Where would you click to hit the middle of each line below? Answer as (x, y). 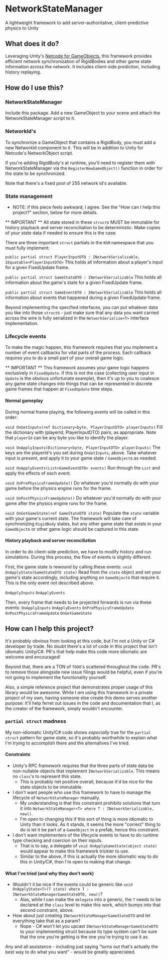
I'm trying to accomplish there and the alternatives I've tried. (67, 743)
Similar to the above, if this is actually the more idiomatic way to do (89, 856)
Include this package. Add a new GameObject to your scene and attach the (83, 113)
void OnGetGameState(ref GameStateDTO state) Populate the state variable (82, 513)
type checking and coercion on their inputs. (57, 840)
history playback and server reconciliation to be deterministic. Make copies (83, 228)
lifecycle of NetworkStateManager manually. (56, 798)
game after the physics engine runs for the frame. (56, 503)
